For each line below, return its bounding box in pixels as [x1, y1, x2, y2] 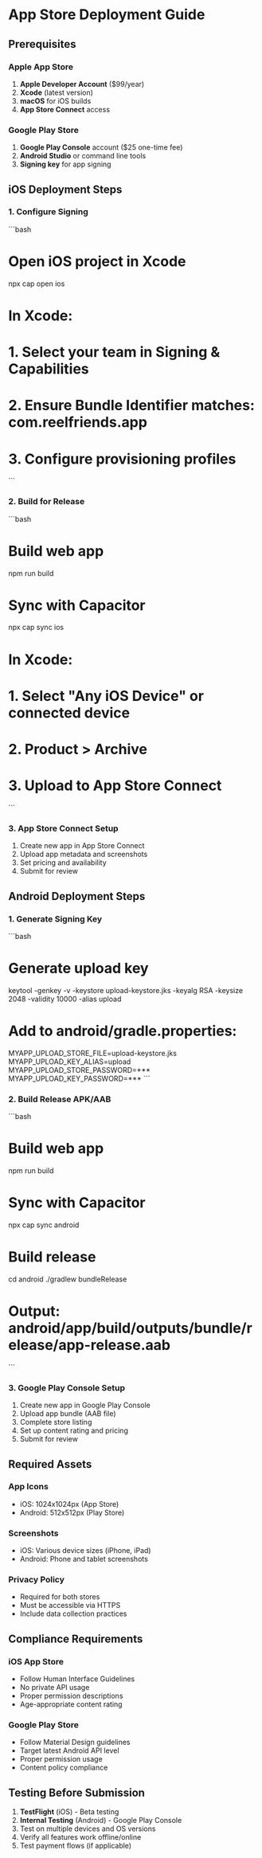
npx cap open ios [8, 279, 65, 288]
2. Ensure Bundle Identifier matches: [8, 397, 255, 415]
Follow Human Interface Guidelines [19, 1674, 135, 1684]
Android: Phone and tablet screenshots [19, 1555, 149, 1564]
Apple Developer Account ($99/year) [19, 79, 145, 88]
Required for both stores [19, 1592, 100, 1602]
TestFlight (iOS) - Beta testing [19, 1807, 119, 1817]
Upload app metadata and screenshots [19, 850, 148, 859]
